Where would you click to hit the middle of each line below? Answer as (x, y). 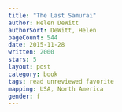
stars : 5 (22, 60)
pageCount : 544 (33, 37)
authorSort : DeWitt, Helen (52, 30)
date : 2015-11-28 (37, 45)
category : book (33, 74)
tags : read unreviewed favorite (61, 81)
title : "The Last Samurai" (52, 15)
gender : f (24, 96)
